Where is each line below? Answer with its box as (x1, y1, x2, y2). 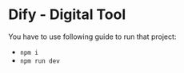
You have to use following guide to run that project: (8, 32, 177, 41)
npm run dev (19, 57, 60, 65)
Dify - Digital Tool (8, 6, 126, 24)
